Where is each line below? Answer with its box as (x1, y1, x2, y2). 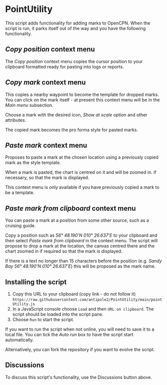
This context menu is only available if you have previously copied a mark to (5, 184, 160, 190)
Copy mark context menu (5, 78, 86, 87)
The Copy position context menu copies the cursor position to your (5, 58, 143, 64)
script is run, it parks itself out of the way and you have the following (5, 25, 146, 31)
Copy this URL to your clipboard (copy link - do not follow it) (12, 291, 136, 297)
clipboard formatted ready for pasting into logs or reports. (5, 63, 124, 69)
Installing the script (5, 278, 67, 286)
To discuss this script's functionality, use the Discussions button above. (5, 374, 153, 380)
